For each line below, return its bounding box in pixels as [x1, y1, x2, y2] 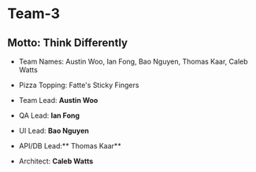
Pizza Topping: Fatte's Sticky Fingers [18, 80, 139, 90]
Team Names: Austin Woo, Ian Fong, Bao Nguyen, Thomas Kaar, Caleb [18, 57, 249, 66]
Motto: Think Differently [7, 36, 128, 49]
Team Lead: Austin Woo [18, 96, 98, 104]
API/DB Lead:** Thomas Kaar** [18, 141, 121, 150]
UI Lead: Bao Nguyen [18, 126, 90, 135]
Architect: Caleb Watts [18, 156, 94, 166]
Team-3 [7, 5, 61, 23]
